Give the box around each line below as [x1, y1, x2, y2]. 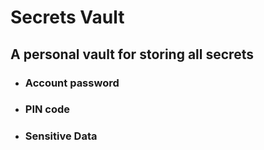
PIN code [24, 102, 71, 116]
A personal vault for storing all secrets [10, 46, 254, 63]
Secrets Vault [10, 6, 125, 29]
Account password [24, 76, 120, 90]
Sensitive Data [24, 129, 98, 143]
